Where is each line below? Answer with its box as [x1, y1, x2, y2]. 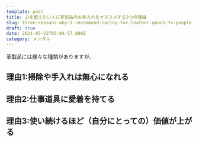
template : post [6, 8, 44, 15]
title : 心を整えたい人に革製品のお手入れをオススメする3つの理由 [6, 14, 147, 20]
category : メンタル [6, 36, 51, 42]
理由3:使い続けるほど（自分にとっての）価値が [6, 116, 176, 126]
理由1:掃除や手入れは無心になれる [6, 72, 129, 82]
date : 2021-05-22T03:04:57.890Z [6, 31, 86, 37]
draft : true [6, 25, 36, 31]
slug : [6, 20, 20, 25]
